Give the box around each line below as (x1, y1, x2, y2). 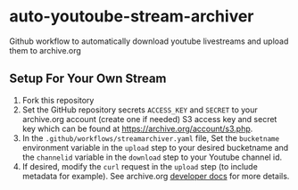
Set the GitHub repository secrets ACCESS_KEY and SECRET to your (21, 104, 259, 115)
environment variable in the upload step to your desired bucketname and (21, 142, 289, 153)
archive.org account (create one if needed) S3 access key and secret (21, 113, 277, 124)
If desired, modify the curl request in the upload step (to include (21, 161, 259, 171)
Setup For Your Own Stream (9, 71, 167, 87)
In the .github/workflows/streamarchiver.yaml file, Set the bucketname (21, 132, 279, 144)
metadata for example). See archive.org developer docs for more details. (21, 170, 290, 181)
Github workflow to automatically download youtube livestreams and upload (9, 36, 289, 46)
